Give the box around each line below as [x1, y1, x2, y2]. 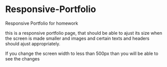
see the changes [5, 55, 40, 61]
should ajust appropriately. [5, 40, 60, 46]
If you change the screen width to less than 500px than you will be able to [5, 50, 158, 56]
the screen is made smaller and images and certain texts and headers [5, 35, 150, 41]
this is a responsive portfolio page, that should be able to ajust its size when [5, 30, 162, 36]
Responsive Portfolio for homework [5, 20, 78, 26]
